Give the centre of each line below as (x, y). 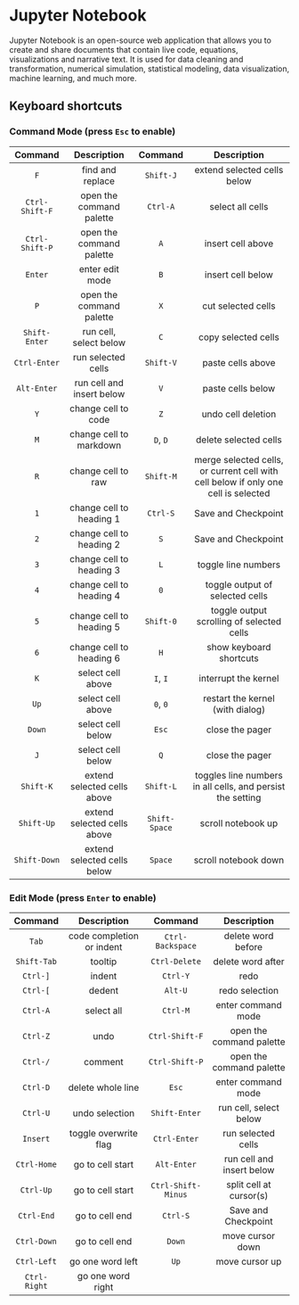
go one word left (104, 1261)
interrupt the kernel (239, 678)
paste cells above (239, 362)
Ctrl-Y (176, 976)
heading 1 (99, 518)
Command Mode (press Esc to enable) (93, 132)
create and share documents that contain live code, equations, (124, 49)
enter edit (99, 268)
